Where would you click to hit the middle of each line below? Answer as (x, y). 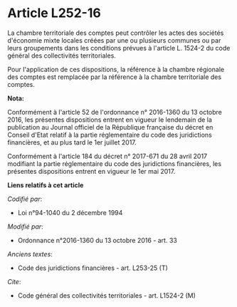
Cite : (14, 281)
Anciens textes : (30, 254)
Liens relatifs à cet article (46, 185)
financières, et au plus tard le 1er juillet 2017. (72, 142)
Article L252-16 (54, 13)
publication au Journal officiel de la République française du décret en (110, 127)
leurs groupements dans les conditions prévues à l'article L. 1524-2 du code (119, 48)
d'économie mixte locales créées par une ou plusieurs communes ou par (114, 40)
